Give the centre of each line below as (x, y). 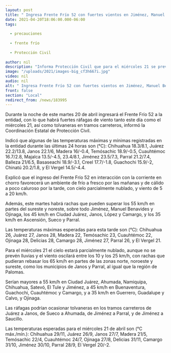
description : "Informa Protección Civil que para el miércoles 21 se (81, 67)
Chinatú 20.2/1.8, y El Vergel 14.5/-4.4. (46, 168)
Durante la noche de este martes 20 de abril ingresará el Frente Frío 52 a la (84, 115)
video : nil (17, 76)
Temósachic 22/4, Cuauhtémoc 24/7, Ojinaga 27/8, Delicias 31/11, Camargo (84, 340)
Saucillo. (14, 319)
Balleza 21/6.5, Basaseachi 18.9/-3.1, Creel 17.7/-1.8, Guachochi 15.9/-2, (79, 162)
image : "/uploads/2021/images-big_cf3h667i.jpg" (58, 72)
